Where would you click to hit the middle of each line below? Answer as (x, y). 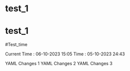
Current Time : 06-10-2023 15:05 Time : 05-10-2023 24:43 (65, 54)
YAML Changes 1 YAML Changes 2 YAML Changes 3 (59, 64)
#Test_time (16, 45)
